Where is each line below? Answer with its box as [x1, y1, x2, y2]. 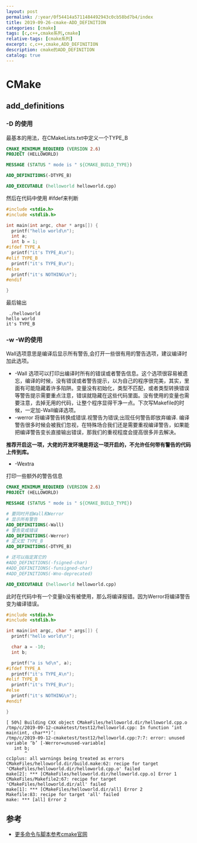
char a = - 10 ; [11, 644, 46, 650]
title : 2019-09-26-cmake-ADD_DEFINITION [6, 19, 107, 25]
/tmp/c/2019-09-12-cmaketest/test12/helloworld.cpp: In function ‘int [6, 724, 182, 731]
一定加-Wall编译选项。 [25, 407, 79, 414]
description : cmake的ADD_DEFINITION [6, 47, 95, 53]
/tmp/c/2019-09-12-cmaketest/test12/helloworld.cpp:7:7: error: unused [6, 735, 185, 741]
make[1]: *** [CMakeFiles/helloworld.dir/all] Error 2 [6, 786, 143, 792]
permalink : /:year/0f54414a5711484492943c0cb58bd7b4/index [6, 14, 154, 20]
